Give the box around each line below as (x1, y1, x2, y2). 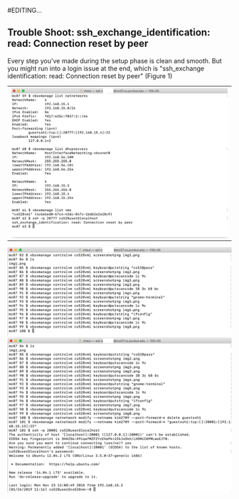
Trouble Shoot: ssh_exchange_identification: (7, 26, 211, 38)
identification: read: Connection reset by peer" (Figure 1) (7, 71, 173, 80)
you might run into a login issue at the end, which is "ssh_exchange (7, 64, 205, 73)
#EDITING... (7, 6, 43, 14)
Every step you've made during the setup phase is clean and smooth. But (7, 56, 222, 65)
